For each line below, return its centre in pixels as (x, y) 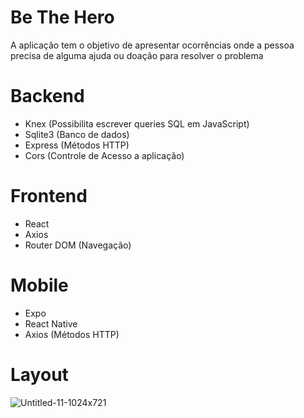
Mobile (39, 285)
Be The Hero (62, 17)
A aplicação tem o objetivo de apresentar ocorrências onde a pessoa (152, 45)
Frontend (49, 196)
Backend (47, 96)
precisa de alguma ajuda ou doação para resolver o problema (137, 55)
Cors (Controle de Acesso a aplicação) (104, 155)
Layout (39, 374)
